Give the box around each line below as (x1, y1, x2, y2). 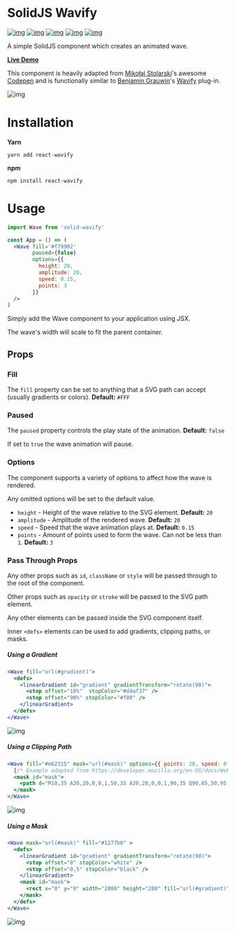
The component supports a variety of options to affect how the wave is (7, 473, 212, 482)
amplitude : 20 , (38, 269, 83, 277)
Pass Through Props (7, 555, 78, 565)
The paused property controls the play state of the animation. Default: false (7, 426, 225, 435)
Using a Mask (7, 821, 48, 830)
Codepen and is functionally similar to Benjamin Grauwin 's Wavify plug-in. (7, 76, 221, 85)
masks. (7, 634, 28, 643)
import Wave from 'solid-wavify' (7, 223, 105, 231)
